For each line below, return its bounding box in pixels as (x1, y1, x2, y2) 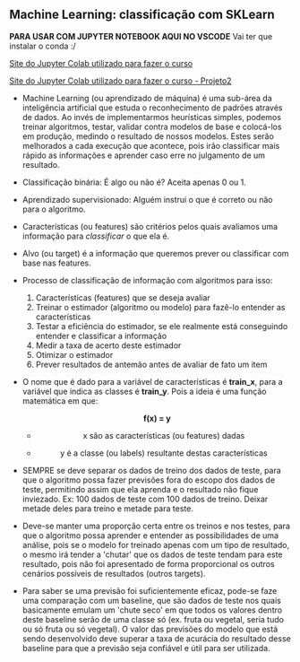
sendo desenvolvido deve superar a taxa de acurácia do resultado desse (21, 632, 291, 644)
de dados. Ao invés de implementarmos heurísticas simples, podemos (21, 111, 282, 122)
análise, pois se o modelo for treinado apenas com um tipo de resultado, (21, 539, 289, 550)
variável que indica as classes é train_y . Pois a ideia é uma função (21, 386, 267, 396)
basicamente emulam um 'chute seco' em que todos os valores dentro (21, 605, 283, 615)
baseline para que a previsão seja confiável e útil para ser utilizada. (21, 642, 270, 653)
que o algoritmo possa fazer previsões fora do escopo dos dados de (21, 475, 276, 485)
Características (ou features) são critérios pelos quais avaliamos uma (21, 221, 279, 231)
